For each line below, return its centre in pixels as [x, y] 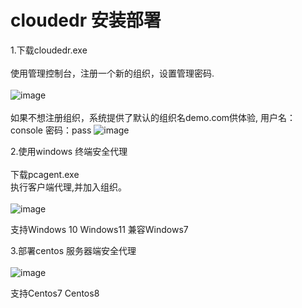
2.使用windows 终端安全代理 [69, 151]
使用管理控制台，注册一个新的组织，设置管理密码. [112, 73]
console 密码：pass [51, 130]
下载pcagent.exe [45, 174]
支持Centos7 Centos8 [55, 293]
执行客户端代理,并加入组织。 [69, 187]
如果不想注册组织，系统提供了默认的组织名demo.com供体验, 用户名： [153, 117]
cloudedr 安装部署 [86, 20]
